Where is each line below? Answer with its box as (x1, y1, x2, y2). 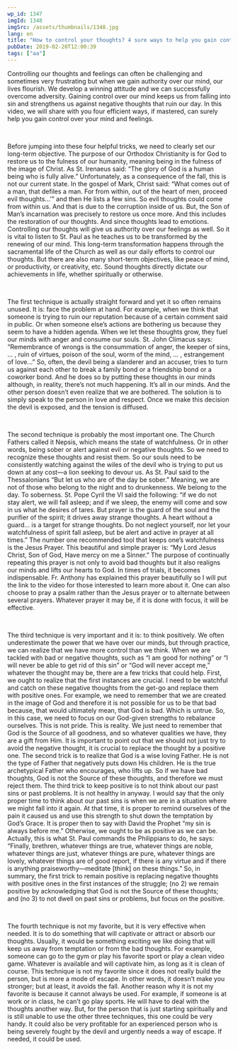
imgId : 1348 (7, 17, 42, 24)
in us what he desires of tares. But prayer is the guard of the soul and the (7, 505, 221, 514)
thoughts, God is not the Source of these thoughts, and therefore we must (7, 774, 223, 782)
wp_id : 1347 (7, 10, 42, 18)
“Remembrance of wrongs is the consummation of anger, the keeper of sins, (7, 342, 230, 351)
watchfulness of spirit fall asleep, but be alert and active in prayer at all (7, 528, 214, 536)
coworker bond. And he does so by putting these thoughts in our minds (7, 373, 216, 381)
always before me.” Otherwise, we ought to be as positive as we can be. (7, 826, 218, 835)
